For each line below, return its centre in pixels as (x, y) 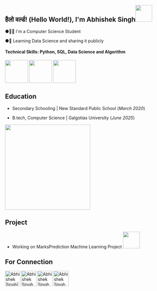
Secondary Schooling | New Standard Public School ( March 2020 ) (78, 108)
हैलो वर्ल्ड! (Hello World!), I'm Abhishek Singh (70, 20)
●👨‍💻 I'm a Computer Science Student (43, 31)
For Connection (29, 262)
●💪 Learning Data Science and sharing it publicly (54, 41)
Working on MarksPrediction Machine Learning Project (67, 247)
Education (21, 97)
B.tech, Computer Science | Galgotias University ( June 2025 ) (73, 118)
